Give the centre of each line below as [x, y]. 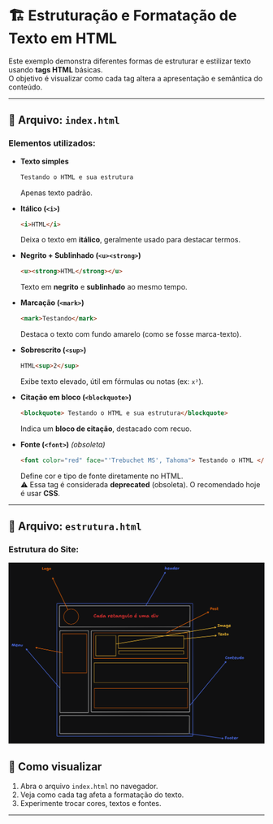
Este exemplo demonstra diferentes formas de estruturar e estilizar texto [130, 61]
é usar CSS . [40, 493]
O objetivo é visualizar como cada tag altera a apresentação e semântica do [136, 78]
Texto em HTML [63, 39]
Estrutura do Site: [44, 550]
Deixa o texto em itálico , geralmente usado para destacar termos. [130, 240]
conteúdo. [26, 87]
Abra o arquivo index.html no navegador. [89, 787]
